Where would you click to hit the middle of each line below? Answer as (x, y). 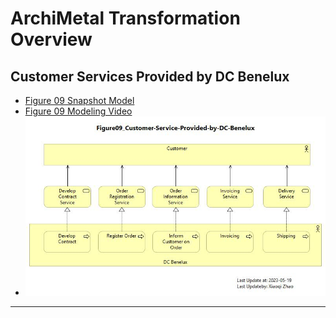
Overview (51, 39)
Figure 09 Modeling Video (78, 111)
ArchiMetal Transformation (125, 18)
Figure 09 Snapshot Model (79, 100)
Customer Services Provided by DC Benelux (150, 76)
